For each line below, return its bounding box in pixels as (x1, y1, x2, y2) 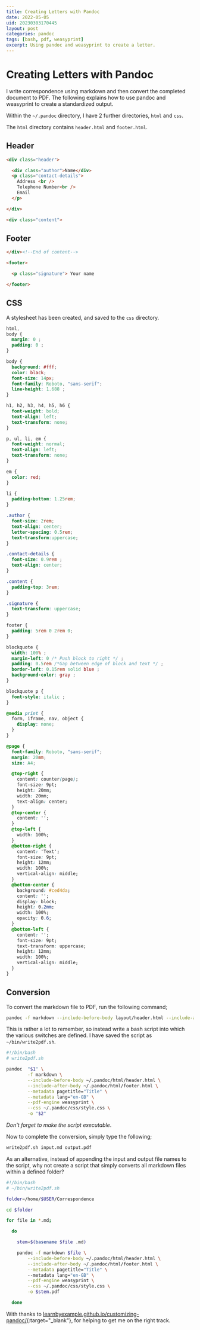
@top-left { (11, 826, 42, 833)
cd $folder (6, 1207, 33, 1213)
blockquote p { (6, 688, 44, 694)
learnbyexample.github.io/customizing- (42, 1310, 139, 1317)
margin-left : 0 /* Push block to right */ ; (11, 655, 124, 661)
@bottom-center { (11, 882, 55, 888)
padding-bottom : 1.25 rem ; (11, 496, 76, 502)
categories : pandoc (6, 31, 55, 37)
